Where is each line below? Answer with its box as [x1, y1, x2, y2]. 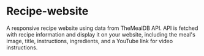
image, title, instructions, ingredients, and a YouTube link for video [6, 37, 173, 44]
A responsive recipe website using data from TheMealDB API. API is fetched [6, 24, 198, 32]
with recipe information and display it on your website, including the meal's [6, 30, 196, 38]
